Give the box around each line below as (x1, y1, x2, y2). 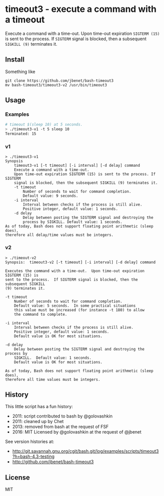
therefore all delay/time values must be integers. (5, 232, 114, 238)
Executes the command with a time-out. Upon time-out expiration (5, 268, 145, 274)
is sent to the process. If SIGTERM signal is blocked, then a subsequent (5, 36, 147, 42)
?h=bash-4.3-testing (12, 453, 55, 460)
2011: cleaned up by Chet (12, 419, 64, 425)
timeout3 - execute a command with (5, 3, 157, 15)
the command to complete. (14, 312, 68, 317)
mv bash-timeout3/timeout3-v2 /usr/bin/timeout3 (5, 82, 107, 87)
